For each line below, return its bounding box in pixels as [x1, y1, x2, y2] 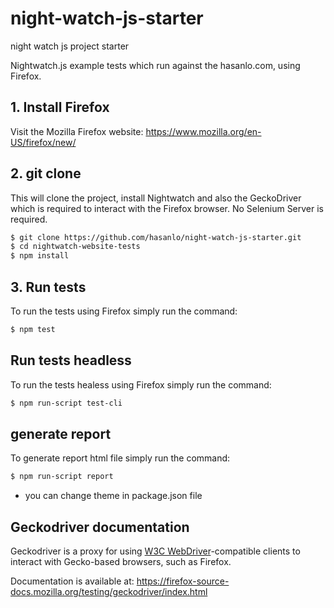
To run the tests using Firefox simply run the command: [10, 305, 238, 317]
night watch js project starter [10, 40, 130, 52]
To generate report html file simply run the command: [10, 452, 231, 464]
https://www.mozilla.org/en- [145, 125, 262, 137]
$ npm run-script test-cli [10, 398, 123, 408]
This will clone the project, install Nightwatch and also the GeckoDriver [10, 192, 302, 204]
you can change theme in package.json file [24, 490, 203, 502]
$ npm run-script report [10, 472, 114, 482]
